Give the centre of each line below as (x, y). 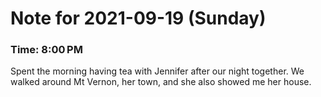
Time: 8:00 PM (46, 50)
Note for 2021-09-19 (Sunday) (138, 18)
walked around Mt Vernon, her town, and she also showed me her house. (161, 82)
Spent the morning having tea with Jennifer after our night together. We (157, 71)
